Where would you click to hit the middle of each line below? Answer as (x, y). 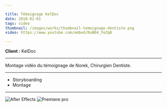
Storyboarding (27, 80)
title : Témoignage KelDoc (32, 14)
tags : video (17, 23)
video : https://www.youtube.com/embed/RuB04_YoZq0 (59, 33)
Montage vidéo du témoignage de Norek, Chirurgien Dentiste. (68, 66)
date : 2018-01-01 (23, 19)
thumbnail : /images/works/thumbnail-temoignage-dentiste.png (70, 28)
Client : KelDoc (21, 51)
